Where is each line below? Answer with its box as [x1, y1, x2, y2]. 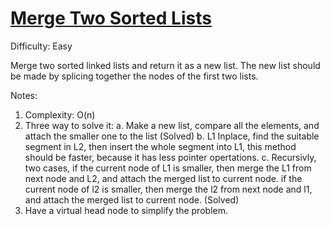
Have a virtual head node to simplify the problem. [24, 204, 228, 216]
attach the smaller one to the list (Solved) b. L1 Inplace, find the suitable [24, 130, 320, 142]
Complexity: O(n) [24, 108, 96, 121]
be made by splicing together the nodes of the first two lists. [10, 70, 259, 82]
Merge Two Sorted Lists [10, 7, 212, 30]
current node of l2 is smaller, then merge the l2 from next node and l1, [24, 183, 313, 195]
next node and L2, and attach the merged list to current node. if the [24, 172, 303, 184]
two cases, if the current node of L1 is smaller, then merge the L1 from [24, 162, 312, 174]
